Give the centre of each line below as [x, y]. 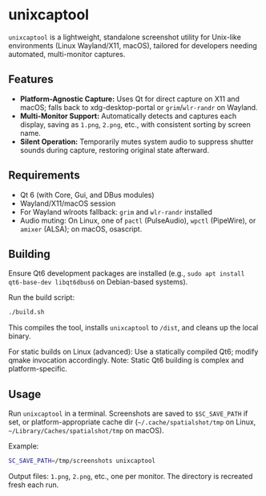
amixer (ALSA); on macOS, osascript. [81, 229]
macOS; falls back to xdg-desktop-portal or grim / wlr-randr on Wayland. [139, 107]
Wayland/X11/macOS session [68, 203]
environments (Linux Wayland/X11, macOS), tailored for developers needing [133, 45]
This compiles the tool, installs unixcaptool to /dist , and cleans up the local [133, 328]
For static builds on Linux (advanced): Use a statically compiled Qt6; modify [133, 352]
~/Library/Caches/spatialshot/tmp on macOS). [86, 431]
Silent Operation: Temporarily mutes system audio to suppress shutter [137, 141]
